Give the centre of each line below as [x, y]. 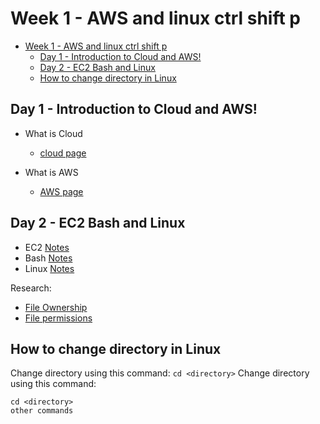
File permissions [58, 318]
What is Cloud [53, 133]
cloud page [63, 153]
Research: [31, 288]
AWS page [61, 191]
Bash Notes [48, 258]
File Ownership [56, 307]
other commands [42, 411]
